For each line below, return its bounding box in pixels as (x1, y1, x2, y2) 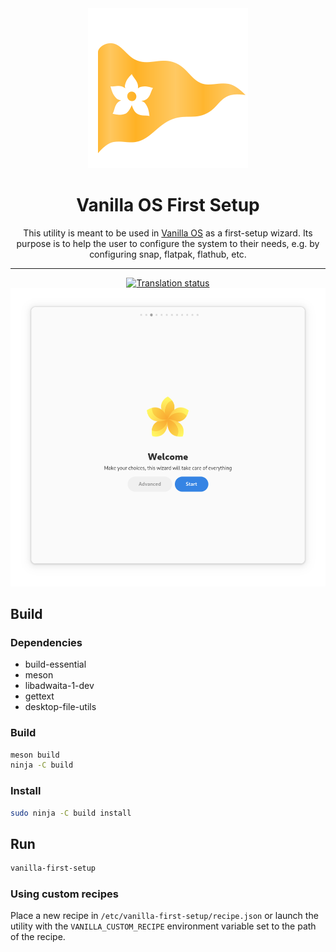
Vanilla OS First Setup (76, 194, 260, 217)
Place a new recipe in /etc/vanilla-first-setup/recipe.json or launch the (10, 910, 319, 922)
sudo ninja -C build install (10, 808, 132, 818)
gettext (24, 690, 55, 702)
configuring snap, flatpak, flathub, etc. (89, 248, 247, 260)
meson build (10, 750, 60, 760)
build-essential (24, 658, 87, 671)
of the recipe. (10, 931, 66, 943)
